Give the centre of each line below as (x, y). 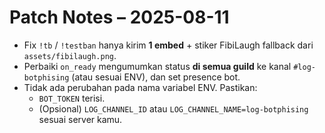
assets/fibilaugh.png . (70, 55)
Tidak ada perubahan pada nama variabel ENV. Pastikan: (140, 87)
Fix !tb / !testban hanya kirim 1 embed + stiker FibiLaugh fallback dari (168, 45)
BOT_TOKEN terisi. (72, 98)
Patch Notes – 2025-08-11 (119, 17)
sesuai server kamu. (80, 119)
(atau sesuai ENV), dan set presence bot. (156, 77)
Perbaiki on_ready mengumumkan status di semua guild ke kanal (157, 66)
